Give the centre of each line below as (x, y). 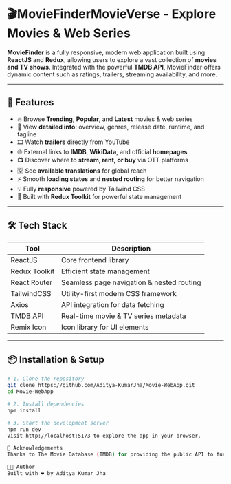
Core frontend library (95, 260)
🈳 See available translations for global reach (82, 171)
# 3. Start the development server (58, 423)
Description (131, 248)
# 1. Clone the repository (46, 379)
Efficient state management (105, 271)
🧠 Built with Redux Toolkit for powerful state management (99, 196)
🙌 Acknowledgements (35, 448)
